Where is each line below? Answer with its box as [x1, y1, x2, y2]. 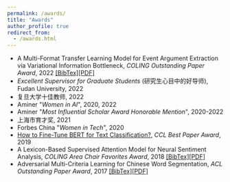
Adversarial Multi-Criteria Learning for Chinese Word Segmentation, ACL [16, 160, 223, 168]
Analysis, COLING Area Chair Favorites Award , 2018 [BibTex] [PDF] [16, 153, 206, 161]
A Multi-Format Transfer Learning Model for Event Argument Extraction [16, 54, 218, 62]
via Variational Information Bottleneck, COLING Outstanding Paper [16, 62, 205, 70]
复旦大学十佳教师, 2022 [16, 93, 84, 101]
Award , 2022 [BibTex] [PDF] [16, 69, 95, 77]
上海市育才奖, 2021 [16, 116, 71, 124]
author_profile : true [7, 23, 69, 29]
